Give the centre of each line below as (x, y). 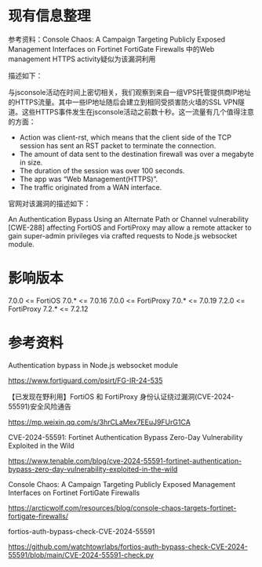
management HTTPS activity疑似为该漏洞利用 (82, 59)
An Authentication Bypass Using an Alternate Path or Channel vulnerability (129, 219)
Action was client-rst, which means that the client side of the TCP (125, 137)
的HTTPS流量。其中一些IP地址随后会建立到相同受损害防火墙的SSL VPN (123, 102)
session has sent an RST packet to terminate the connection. (118, 145)
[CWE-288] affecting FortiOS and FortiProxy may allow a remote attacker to (130, 227)
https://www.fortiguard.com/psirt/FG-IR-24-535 (86, 380)
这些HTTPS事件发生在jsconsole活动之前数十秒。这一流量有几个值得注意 (138, 111)
